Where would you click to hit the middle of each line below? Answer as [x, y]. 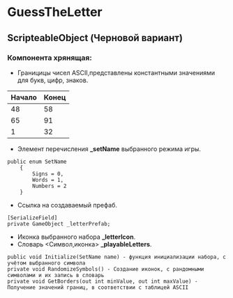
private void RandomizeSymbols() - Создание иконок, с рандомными [106, 269]
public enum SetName [37, 162]
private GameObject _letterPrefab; [59, 223]
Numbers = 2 [50, 186]
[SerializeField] [32, 218]
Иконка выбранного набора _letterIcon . [76, 237]
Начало [24, 97]
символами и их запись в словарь [56, 275]
